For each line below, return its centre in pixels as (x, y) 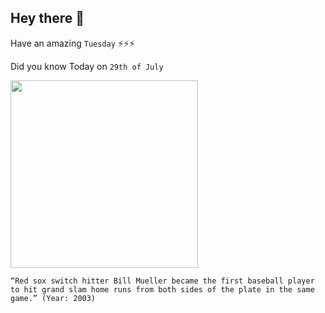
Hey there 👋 (47, 18)
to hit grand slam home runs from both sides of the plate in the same (162, 289)
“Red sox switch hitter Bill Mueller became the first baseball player (162, 281)
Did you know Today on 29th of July (87, 66)
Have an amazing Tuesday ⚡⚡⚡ (73, 43)
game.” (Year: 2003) (53, 298)
